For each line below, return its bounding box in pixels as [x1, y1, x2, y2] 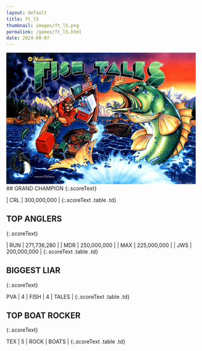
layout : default [6, 10, 47, 16]
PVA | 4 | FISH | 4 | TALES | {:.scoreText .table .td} [6, 293, 130, 300]
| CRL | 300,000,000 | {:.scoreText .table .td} [6, 196, 117, 203]
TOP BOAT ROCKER [6, 310, 81, 320]
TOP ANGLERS [6, 214, 62, 224]
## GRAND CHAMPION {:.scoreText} [6, 184, 97, 192]
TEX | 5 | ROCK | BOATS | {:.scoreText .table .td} [6, 338, 126, 346]
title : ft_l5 [6, 16, 39, 22]
